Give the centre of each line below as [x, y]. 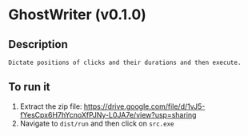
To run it [29, 87]
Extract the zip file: [51, 106]
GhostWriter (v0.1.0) [77, 15]
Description [38, 44]
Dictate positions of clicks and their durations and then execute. [125, 62]
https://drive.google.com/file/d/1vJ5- [144, 106]
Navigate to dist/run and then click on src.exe [97, 123]
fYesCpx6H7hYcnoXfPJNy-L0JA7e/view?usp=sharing [108, 114]
